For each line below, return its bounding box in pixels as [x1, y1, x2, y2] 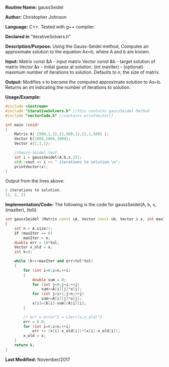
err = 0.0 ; [23, 319, 46, 324]
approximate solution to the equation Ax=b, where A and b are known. [5, 49, 150, 54]
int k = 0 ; [14, 250, 33, 255]
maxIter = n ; [23, 235, 51, 240]
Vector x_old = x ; [14, 244, 53, 250]
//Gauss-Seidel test [14, 150, 57, 155]
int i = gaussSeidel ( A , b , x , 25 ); [14, 155, 82, 160]
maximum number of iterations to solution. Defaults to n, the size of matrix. [5, 69, 160, 75]
